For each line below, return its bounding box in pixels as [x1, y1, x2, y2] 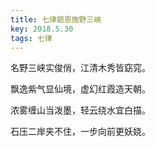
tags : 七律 [10, 33, 53, 43]
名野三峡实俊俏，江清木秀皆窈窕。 [10, 62, 151, 74]
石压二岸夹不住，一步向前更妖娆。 [10, 126, 151, 138]
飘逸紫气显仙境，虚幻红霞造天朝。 [10, 83, 151, 95]
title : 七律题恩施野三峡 [10, 14, 102, 25]
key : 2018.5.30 [10, 24, 74, 34]
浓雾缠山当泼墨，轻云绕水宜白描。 [10, 104, 151, 116]
